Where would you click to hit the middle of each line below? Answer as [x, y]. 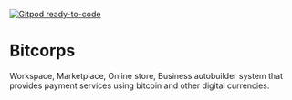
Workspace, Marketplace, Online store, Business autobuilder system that [146, 75]
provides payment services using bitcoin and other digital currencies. [140, 85]
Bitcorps [42, 51]
